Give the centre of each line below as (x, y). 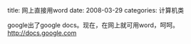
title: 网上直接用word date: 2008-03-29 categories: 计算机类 (96, 10)
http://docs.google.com (42, 33)
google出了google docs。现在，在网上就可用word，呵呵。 (93, 25)
